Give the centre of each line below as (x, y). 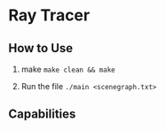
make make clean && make (68, 69)
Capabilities (42, 115)
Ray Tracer (49, 15)
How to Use (41, 48)
